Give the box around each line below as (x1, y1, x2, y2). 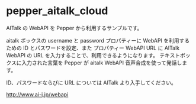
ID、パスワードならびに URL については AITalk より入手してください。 (6, 79, 176, 86)
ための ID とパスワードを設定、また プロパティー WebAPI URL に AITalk (6, 44, 180, 51)
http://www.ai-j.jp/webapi (6, 90, 69, 98)
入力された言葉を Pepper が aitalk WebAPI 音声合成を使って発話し (21, 59, 182, 66)
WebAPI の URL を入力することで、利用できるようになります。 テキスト (6, 51, 181, 58)
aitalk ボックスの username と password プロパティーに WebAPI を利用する (6, 37, 190, 44)
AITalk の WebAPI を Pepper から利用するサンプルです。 (6, 24, 143, 31)
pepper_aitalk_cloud (6, 4, 108, 18)
